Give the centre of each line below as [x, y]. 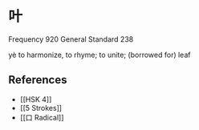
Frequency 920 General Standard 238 [71, 39]
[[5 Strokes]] [41, 108]
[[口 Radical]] [42, 117]
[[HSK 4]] [36, 99]
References [38, 80]
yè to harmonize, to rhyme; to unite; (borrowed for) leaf [99, 55]
